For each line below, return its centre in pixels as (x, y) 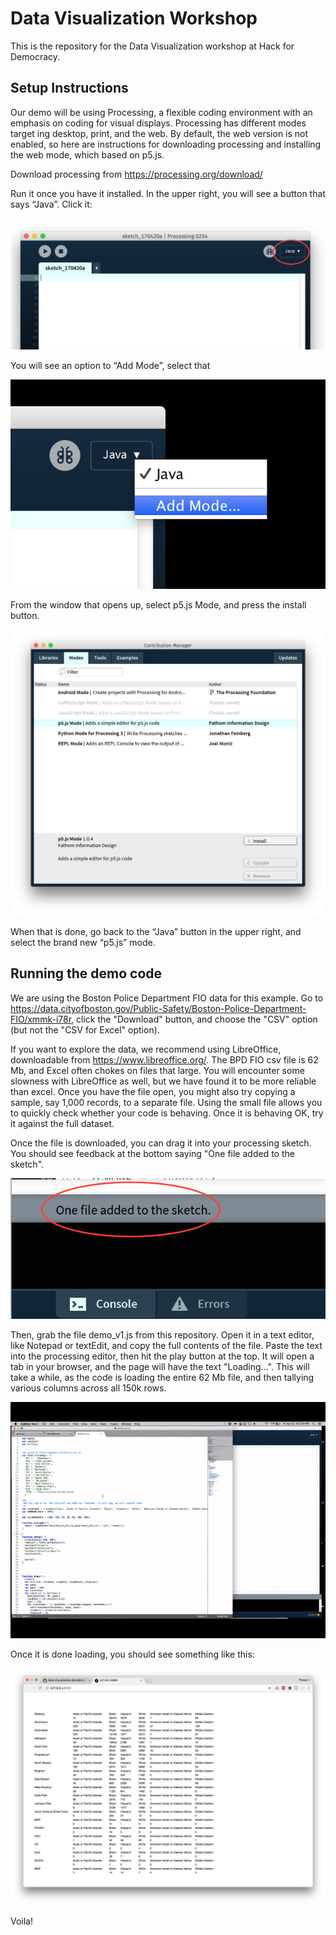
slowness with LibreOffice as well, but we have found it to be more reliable (163, 1081)
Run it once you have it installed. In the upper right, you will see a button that (168, 193)
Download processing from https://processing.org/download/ (136, 174)
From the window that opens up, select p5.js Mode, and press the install (158, 604)
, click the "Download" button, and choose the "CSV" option (194, 1019)
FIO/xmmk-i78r (41, 1019)
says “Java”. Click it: (51, 204)
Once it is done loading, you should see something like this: (132, 1654)
